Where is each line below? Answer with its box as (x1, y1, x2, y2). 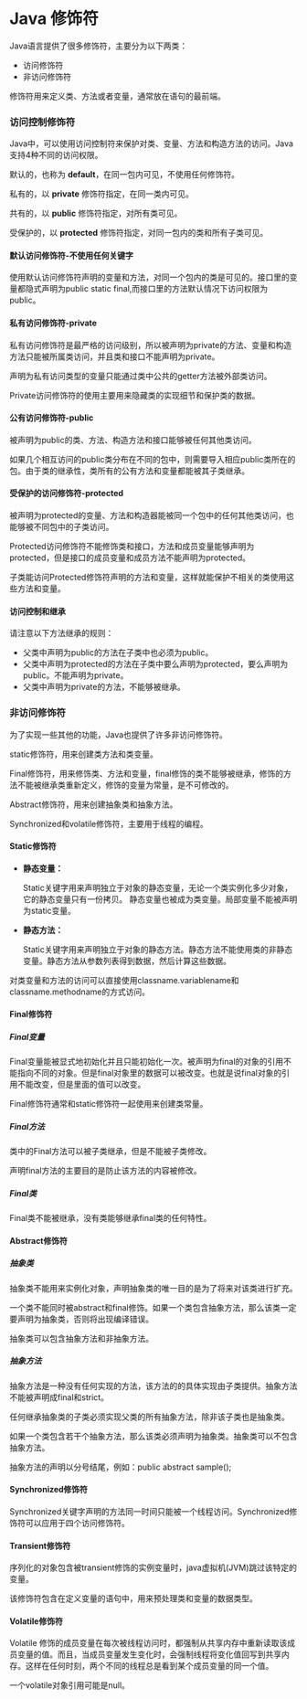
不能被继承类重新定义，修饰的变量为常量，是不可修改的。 (16, 779, 234, 791)
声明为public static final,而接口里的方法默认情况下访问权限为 (40, 283, 269, 294)
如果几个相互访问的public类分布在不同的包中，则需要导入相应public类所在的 (9, 453, 296, 464)
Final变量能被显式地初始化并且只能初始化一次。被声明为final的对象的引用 (9, 1057, 284, 1067)
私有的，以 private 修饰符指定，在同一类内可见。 (9, 188, 194, 199)
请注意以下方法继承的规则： (9, 628, 114, 639)
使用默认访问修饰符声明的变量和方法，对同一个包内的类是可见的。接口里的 (9, 271, 290, 283)
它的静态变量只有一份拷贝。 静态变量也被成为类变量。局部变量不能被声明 (22, 893, 298, 905)
